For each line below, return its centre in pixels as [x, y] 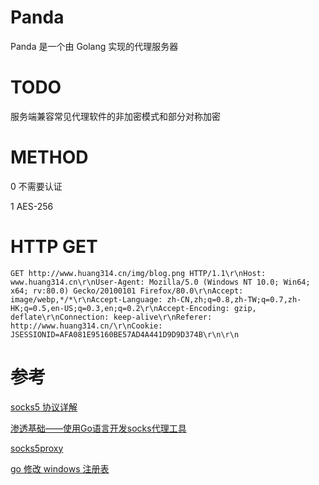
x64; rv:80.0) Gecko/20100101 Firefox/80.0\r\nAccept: [127, 291]
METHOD [49, 157]
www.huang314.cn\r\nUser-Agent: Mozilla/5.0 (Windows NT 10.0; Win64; [160, 282]
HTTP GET [54, 247]
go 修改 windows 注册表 [60, 468]
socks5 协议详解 [44, 407]
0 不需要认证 [36, 186]
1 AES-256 [32, 206]
